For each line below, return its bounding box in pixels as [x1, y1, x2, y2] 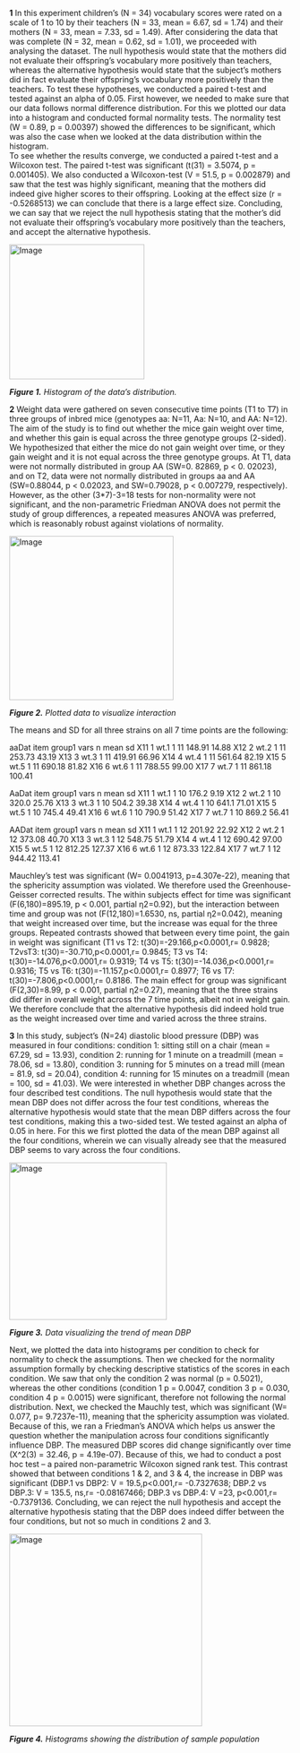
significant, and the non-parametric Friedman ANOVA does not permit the [9, 499, 281, 510]
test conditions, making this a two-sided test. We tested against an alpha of [9, 1116, 287, 1127]
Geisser [9, 889, 39, 899]
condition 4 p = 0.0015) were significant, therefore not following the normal [9, 1392, 287, 1403]
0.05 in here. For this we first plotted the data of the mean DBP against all [9, 1126, 280, 1136]
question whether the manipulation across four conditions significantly [9, 1431, 270, 1440]
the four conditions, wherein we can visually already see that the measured [9, 1135, 287, 1146]
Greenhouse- [242, 880, 292, 890]
